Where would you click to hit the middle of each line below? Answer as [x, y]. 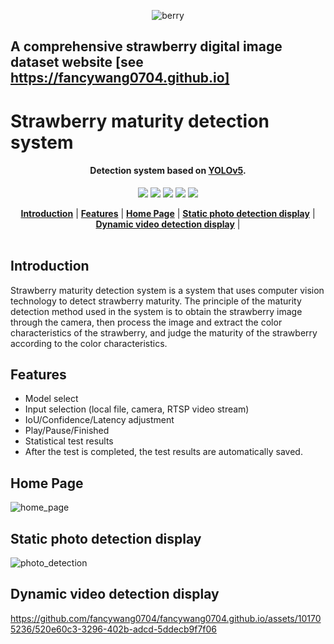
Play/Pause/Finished [67, 431]
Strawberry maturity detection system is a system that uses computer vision [167, 290]
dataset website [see [77, 62]
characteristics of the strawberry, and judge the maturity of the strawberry [164, 332]
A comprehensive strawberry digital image [146, 46]
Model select [51, 399]
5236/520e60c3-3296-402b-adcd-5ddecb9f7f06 [114, 629]
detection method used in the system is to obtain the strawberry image [156, 311]
